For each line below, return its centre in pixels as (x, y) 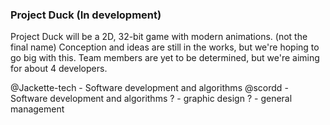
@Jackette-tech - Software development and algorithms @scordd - (149, 88)
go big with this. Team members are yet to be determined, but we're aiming (165, 58)
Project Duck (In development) (86, 15)
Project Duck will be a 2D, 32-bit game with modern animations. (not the (159, 37)
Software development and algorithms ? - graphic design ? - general (151, 99)
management (37, 109)
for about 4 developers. (59, 69)
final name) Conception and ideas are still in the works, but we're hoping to (165, 47)
